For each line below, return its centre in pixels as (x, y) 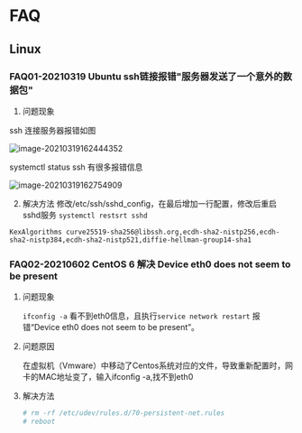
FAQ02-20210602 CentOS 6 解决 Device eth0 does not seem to (150, 264)
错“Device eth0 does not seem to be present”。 (111, 327)
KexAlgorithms (36, 232)
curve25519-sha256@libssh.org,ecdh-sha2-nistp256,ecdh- (173, 232)
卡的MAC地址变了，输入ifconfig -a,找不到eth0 (108, 377)
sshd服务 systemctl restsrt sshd (85, 215)
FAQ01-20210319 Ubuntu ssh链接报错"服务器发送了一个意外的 (146, 76)
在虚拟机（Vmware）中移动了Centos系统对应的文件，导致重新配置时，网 (158, 365)
